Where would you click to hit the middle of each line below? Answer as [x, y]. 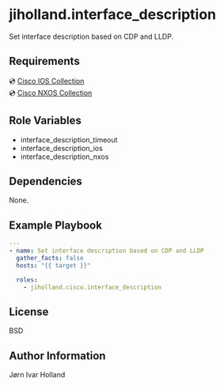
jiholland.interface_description [113, 15]
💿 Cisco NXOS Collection [51, 93]
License [29, 311]
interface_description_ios [62, 148]
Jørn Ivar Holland [37, 375]
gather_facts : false [50, 258]
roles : [27, 280]
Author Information [57, 356]
